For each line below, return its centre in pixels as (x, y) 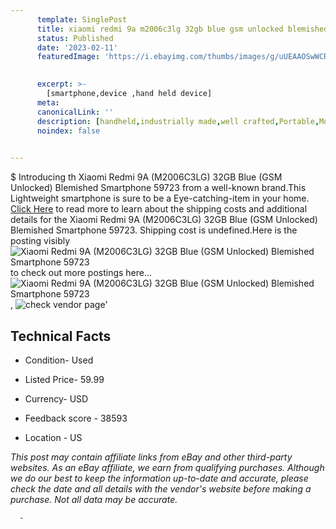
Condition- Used (59, 360)
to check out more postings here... (81, 273)
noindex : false (68, 131)
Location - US (53, 437)
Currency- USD (56, 398)
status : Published (75, 38)
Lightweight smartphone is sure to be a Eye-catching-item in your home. (160, 198)
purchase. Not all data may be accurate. (94, 499)
